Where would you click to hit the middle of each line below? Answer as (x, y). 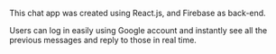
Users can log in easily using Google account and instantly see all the (138, 30)
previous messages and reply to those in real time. (103, 40)
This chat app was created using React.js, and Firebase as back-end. (138, 13)
